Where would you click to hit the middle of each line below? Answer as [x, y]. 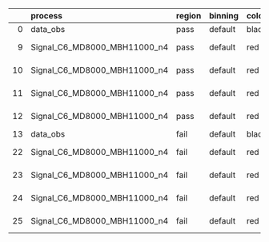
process [46, 16]
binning [224, 16]
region [189, 16]
